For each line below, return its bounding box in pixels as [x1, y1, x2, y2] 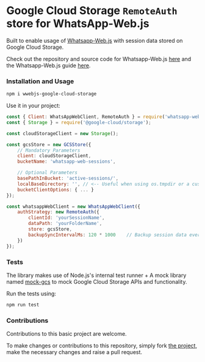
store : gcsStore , [28, 226, 72, 232]
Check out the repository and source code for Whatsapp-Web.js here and [6, 55, 192, 62]
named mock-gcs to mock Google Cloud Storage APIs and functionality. [6, 278, 187, 285]
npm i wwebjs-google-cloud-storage [6, 91, 97, 97]
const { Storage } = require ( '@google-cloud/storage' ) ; [6, 119, 151, 125]
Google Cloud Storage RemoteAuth [6, 4, 178, 18]
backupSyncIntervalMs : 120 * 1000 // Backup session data [28, 232, 187, 238]
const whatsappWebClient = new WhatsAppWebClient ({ [6, 203, 140, 210]
